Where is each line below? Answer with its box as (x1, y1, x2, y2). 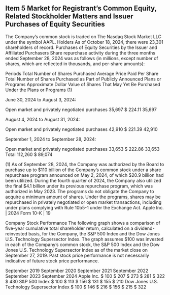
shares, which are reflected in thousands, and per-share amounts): (5, 61, 145, 67)
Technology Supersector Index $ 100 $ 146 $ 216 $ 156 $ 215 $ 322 (5, 284, 146, 290)
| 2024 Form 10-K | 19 (5, 210, 51, 216)
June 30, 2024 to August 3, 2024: (5, 96, 76, 102)
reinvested (5, 230, 27, 236)
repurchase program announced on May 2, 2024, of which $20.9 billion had (5, 172, 164, 178)
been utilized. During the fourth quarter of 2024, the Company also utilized (5, 177, 161, 183)
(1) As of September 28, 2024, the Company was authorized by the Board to (5, 161, 164, 167)
